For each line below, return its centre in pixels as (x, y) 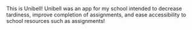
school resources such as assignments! (56, 21)
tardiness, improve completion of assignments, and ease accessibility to (96, 15)
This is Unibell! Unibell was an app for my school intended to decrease (94, 9)
